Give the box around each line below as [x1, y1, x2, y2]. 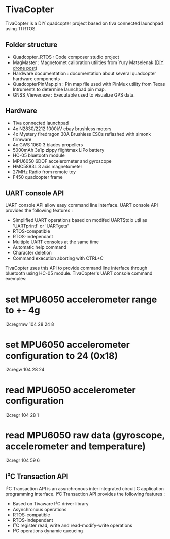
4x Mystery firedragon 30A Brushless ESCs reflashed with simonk [12, 131, 151, 137]
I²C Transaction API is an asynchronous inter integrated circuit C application [5, 485, 164, 491]
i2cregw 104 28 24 [5, 367, 45, 373]
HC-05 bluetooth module [12, 152, 65, 158]
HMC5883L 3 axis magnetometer [12, 163, 83, 169]
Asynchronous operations [12, 506, 67, 512]
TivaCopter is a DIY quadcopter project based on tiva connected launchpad [5, 20, 163, 26]
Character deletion [12, 250, 52, 256]
